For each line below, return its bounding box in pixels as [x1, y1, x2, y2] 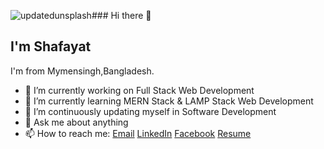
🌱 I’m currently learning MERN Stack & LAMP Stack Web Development [24, 95, 314, 107]
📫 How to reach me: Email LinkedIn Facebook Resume [24, 127, 252, 139]
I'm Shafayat [10, 38, 92, 55]
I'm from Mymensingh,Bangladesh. [10, 65, 155, 77]
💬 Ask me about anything [24, 116, 129, 128]
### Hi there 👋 [91, 10, 152, 21]
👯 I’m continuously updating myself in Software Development [24, 105, 277, 117]
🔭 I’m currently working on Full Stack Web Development [24, 84, 255, 96]
